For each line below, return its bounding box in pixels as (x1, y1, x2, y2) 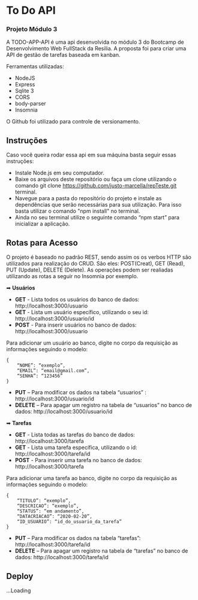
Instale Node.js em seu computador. (14, 169, 105, 177)
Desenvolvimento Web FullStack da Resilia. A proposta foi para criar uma (6, 45, 187, 52)
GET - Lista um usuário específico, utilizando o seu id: (14, 309, 149, 316)
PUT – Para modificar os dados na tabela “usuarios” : (14, 389, 147, 396)
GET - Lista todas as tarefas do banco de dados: (14, 431, 135, 438)
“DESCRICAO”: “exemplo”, (17, 503, 79, 509)
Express (14, 81, 35, 88)
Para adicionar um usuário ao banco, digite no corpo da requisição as (6, 339, 178, 346)
